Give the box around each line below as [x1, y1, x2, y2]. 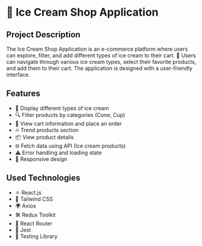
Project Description [6, 30, 81, 40]
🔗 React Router [14, 219, 52, 227]
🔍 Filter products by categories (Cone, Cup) [14, 111, 125, 118]
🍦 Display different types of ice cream [14, 104, 109, 112]
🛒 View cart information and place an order [14, 120, 122, 127]
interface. [6, 71, 30, 78]
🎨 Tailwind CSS [14, 195, 53, 203]
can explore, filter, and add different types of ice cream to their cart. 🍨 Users [6, 52, 196, 59]
